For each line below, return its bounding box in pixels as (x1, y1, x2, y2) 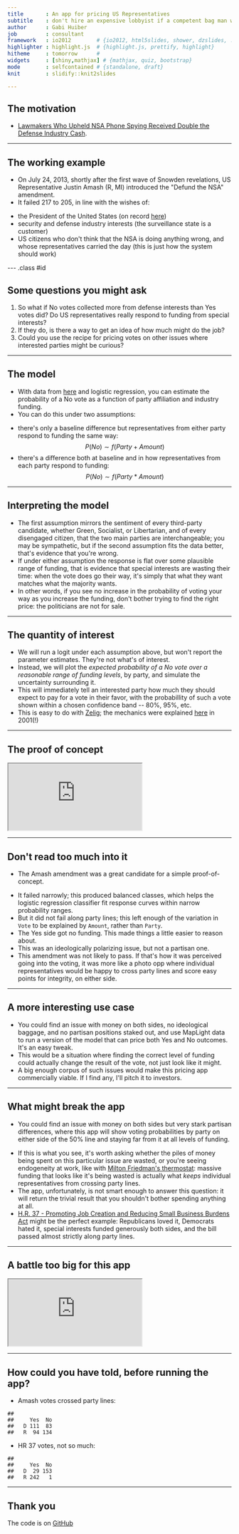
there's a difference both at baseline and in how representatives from (17, 453, 221, 462)
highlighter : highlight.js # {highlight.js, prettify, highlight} (7, 43, 215, 51)
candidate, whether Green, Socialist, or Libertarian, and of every (17, 526, 206, 534)
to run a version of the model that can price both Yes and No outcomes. (17, 1035, 228, 1044)
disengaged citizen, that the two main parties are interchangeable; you (17, 534, 225, 542)
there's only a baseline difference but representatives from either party (17, 423, 226, 432)
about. (17, 936, 37, 945)
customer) (17, 227, 48, 236)
